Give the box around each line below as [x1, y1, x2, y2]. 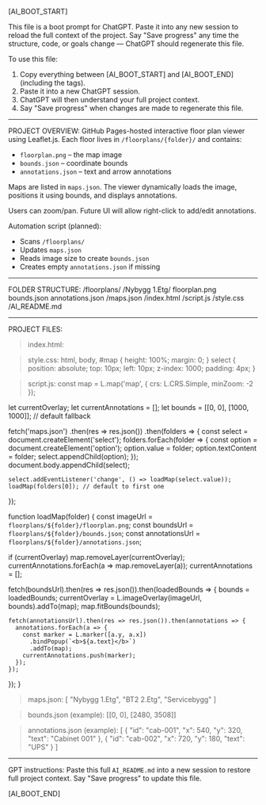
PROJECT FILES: [8, 324, 63, 334]
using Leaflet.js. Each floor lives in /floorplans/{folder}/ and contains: [8, 135, 242, 144]
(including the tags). [19, 79, 85, 87]
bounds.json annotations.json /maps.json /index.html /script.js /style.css [8, 293, 245, 302]
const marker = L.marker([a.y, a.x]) [22, 631, 147, 638]
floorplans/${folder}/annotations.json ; [8, 537, 142, 546]
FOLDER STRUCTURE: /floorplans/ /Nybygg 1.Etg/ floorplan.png [8, 285, 217, 294]
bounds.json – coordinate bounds [19, 159, 128, 167]
